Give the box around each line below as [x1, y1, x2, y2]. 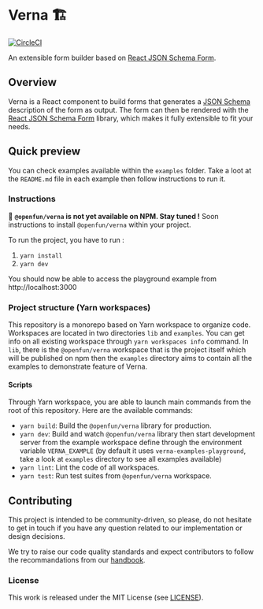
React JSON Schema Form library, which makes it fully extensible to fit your [8, 113, 254, 123]
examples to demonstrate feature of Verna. [8, 362, 148, 371]
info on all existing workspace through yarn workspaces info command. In [8, 336, 249, 347]
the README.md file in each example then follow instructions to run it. [8, 174, 226, 184]
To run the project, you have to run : [8, 235, 124, 244]
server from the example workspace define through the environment [19, 438, 243, 447]
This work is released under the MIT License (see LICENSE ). [8, 592, 204, 603]
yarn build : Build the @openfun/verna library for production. [19, 421, 212, 430]
